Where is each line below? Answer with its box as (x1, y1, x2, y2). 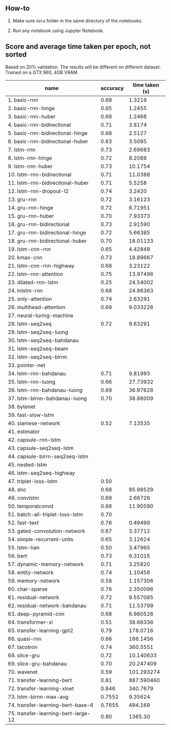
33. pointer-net (8, 362, 45, 369)
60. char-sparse (8, 585, 48, 592)
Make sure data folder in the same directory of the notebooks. (12, 17, 143, 23)
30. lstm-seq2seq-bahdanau (8, 337, 79, 344)
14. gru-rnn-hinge (8, 204, 53, 211)
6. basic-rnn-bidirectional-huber (8, 138, 89, 145)
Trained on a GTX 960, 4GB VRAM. (5, 69, 79, 75)
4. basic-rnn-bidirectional (8, 121, 71, 128)
